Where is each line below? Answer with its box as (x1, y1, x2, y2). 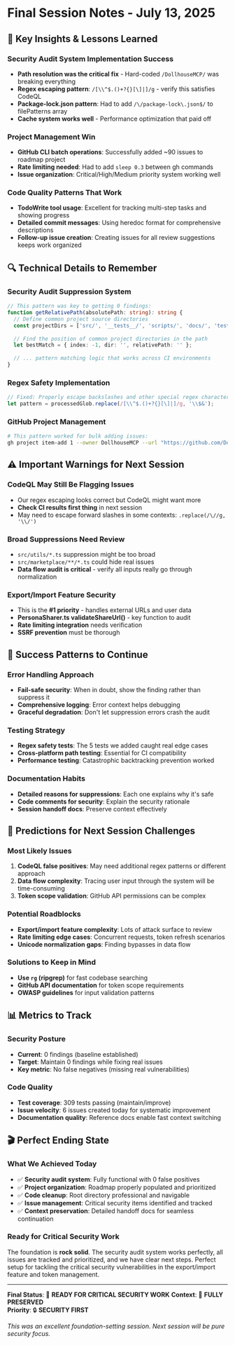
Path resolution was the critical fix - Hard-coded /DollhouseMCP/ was (17, 69, 219, 78)
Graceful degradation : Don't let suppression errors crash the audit (17, 708, 211, 716)
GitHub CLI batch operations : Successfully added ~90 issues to (17, 148, 204, 156)
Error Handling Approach (7, 670, 94, 680)
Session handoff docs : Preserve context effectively (17, 804, 167, 813)
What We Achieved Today (7, 1159, 97, 1169)
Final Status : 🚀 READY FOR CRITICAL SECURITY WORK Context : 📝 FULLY (7, 1290, 224, 1299)
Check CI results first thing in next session (17, 503, 143, 511)
